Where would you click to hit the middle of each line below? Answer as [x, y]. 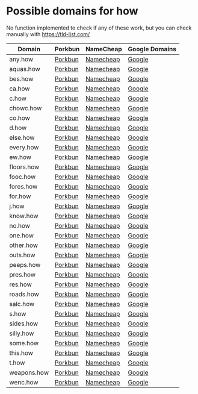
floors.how [24, 167]
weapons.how [29, 372]
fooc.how [23, 177]
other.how [23, 245]
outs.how [22, 255]
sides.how [24, 324]
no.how [20, 225]
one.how [22, 235]
